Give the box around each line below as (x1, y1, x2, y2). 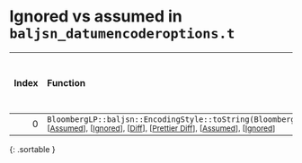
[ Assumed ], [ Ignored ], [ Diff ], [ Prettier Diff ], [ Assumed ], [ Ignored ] (47, 123, 276, 133)
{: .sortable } (9, 143, 56, 154)
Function (47, 76, 86, 89)
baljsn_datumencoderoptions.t (9, 25, 235, 42)
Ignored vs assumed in (9, 6, 182, 27)
